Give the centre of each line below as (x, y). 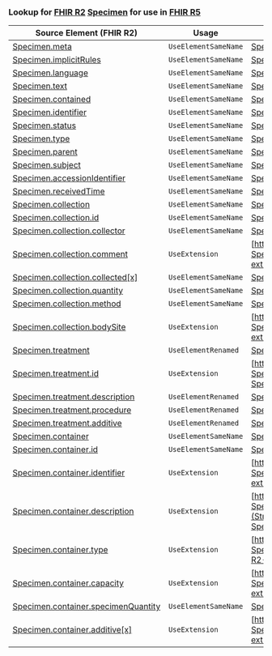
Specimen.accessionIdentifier (69, 178)
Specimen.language (51, 73)
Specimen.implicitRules (57, 60)
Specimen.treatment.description (74, 397)
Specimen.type (41, 138)
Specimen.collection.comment (70, 254)
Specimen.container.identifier (69, 473)
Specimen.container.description (73, 511)
